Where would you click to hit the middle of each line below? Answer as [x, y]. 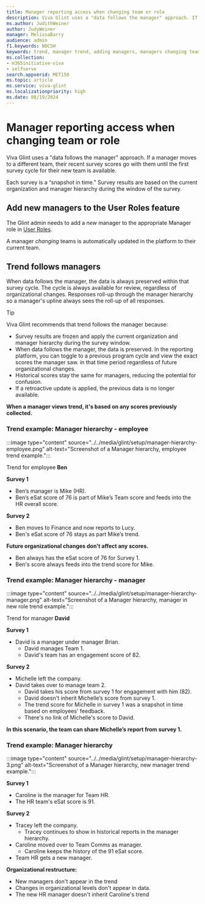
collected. [19, 413]
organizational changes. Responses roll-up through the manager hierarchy [100, 295]
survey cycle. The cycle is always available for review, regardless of [92, 288]
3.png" [15, 765]
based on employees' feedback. [65, 711]
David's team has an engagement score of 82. [82, 655]
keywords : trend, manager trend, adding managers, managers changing [97, 52]
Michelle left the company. [49, 678]
